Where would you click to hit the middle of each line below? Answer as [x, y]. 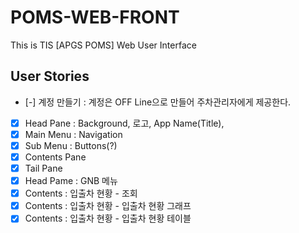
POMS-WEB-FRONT [95, 17]
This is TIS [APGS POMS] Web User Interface [103, 45]
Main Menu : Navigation [73, 134]
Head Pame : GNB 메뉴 [71, 181]
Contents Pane [55, 157]
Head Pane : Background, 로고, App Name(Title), [124, 123]
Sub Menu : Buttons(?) [71, 145]
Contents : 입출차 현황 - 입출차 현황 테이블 [108, 218]
